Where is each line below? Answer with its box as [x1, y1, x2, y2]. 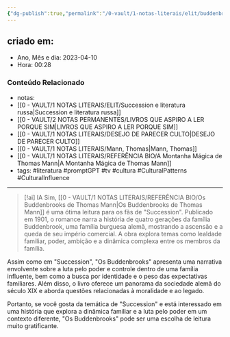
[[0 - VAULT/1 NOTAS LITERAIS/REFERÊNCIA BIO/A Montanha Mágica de [16, 151, 222, 160]
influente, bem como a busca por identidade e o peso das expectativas [7, 272, 207, 280]
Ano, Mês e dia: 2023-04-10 [16, 53, 97, 62]
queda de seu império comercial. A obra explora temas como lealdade [23, 229, 222, 238]
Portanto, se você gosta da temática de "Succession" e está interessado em [7, 299, 222, 308]
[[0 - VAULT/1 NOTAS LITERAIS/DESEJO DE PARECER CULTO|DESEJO [16, 129, 216, 138]
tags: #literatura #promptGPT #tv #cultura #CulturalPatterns [16, 166, 187, 175]
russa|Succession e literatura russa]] [16, 108, 121, 116]
